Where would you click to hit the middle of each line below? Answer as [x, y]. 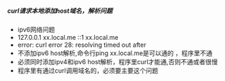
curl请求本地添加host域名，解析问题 [60, 10]
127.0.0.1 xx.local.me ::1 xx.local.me [68, 37]
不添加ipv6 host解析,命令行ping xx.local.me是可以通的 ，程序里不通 [115, 53]
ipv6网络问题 [36, 29]
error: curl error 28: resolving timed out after [82, 45]
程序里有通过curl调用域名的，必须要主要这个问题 [88, 71]
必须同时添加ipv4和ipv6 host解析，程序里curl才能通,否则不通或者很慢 [117, 61]
